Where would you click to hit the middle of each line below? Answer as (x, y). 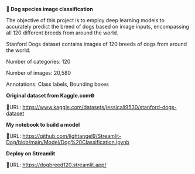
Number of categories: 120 (38, 62)
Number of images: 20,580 (39, 73)
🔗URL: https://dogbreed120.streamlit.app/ (56, 165)
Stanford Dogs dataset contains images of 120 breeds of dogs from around (97, 44)
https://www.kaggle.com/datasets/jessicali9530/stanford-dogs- (100, 107)
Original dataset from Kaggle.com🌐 (50, 95)
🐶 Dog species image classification (49, 9)
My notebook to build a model (43, 125)
